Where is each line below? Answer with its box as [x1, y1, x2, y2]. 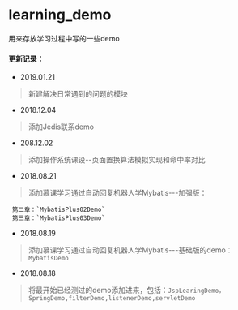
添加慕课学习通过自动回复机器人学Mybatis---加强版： [28, 188, 207, 198]
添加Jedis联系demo [28, 122, 95, 131]
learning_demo [8, 6, 112, 24]
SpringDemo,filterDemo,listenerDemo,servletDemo [28, 295, 196, 303]
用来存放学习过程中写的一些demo [8, 33, 120, 43]
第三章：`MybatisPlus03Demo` [11, 214, 105, 222]
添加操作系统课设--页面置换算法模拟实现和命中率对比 [28, 155, 206, 165]
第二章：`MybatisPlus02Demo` [11, 205, 105, 214]
